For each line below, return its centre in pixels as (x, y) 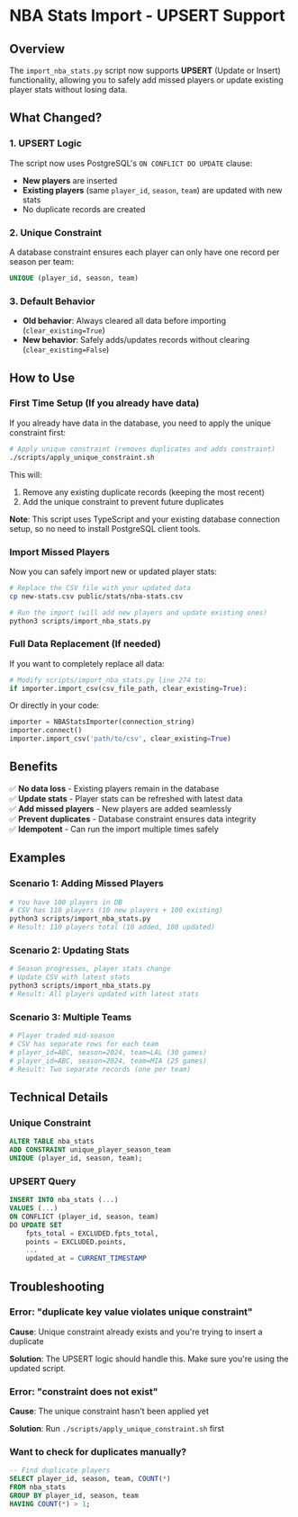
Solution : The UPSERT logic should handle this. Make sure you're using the (149, 1359)
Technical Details (59, 1097)
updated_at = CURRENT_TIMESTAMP (86, 1259)
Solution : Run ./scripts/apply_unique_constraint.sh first (117, 1429)
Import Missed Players (60, 552)
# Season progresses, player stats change (90, 969)
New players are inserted (70, 180)
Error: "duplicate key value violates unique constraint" (131, 1312)
